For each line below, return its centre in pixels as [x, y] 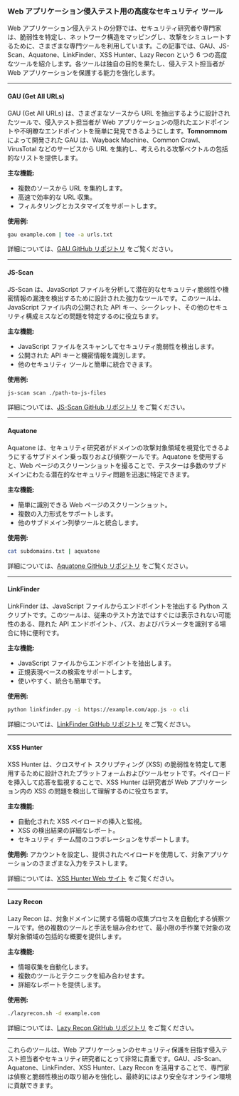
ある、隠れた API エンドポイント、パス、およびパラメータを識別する [120, 624]
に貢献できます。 [32, 1085]
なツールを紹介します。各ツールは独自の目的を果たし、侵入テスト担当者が [116, 64]
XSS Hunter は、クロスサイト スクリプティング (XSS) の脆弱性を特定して [114, 764]
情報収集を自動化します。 [55, 967]
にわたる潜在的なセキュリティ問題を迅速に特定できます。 [110, 474]
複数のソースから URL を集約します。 [72, 188]
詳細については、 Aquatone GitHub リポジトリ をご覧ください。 [100, 566]
